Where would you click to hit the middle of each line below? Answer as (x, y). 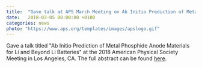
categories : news (28, 23)
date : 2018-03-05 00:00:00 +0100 (51, 17)
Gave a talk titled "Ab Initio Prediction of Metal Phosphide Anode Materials (98, 46)
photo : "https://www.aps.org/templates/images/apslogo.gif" (83, 29)
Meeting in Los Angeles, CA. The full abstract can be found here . (87, 58)
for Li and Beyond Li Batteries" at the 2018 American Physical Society (92, 52)
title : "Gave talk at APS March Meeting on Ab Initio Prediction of (95, 12)
